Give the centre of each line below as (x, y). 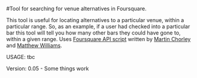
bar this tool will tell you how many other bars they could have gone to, (93, 33)
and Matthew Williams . (34, 45)
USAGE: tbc (21, 57)
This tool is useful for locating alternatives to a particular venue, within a (95, 20)
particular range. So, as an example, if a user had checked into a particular (98, 26)
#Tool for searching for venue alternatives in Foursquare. (76, 9)
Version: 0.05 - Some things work (48, 68)
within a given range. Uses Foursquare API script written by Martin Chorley (99, 39)
